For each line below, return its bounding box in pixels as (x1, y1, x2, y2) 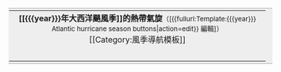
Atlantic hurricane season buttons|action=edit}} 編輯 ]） (52, 24, 224, 33)
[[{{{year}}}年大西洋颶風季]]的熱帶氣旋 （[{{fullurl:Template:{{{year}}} (18, 13, 256, 24)
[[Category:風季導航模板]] (89, 34, 187, 45)
